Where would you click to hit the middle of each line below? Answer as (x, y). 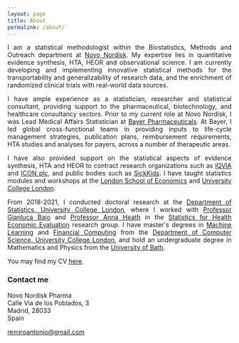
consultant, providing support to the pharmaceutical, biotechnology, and (119, 107)
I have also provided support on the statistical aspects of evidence (119, 158)
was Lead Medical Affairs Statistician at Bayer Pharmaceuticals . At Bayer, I (119, 122)
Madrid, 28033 (29, 310)
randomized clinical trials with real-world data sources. (88, 85)
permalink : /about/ (36, 27)
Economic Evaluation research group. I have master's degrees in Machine (119, 225)
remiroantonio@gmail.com (46, 332)
